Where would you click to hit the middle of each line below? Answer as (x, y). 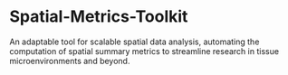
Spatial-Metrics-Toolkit (99, 17)
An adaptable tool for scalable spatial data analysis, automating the (134, 42)
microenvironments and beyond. (70, 61)
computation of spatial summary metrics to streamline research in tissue (144, 51)
